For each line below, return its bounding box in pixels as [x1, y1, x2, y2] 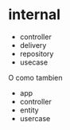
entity [19, 105, 39, 115]
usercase [19, 113, 51, 123]
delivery [19, 40, 47, 49]
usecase [19, 57, 49, 67]
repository [19, 49, 54, 58]
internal [8, 6, 61, 24]
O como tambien [8, 73, 63, 82]
